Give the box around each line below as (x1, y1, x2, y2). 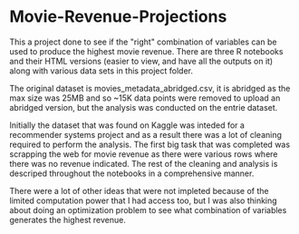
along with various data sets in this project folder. (9, 65, 193, 76)
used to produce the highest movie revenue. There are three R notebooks (9, 45, 284, 56)
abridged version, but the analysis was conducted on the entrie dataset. (9, 102, 278, 112)
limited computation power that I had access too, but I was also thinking (9, 195, 278, 206)
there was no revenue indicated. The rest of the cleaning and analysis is (9, 158, 278, 169)
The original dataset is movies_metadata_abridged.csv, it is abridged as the (9, 83, 291, 93)
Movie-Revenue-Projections (9, 6, 227, 27)
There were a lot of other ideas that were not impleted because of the (9, 185, 269, 196)
